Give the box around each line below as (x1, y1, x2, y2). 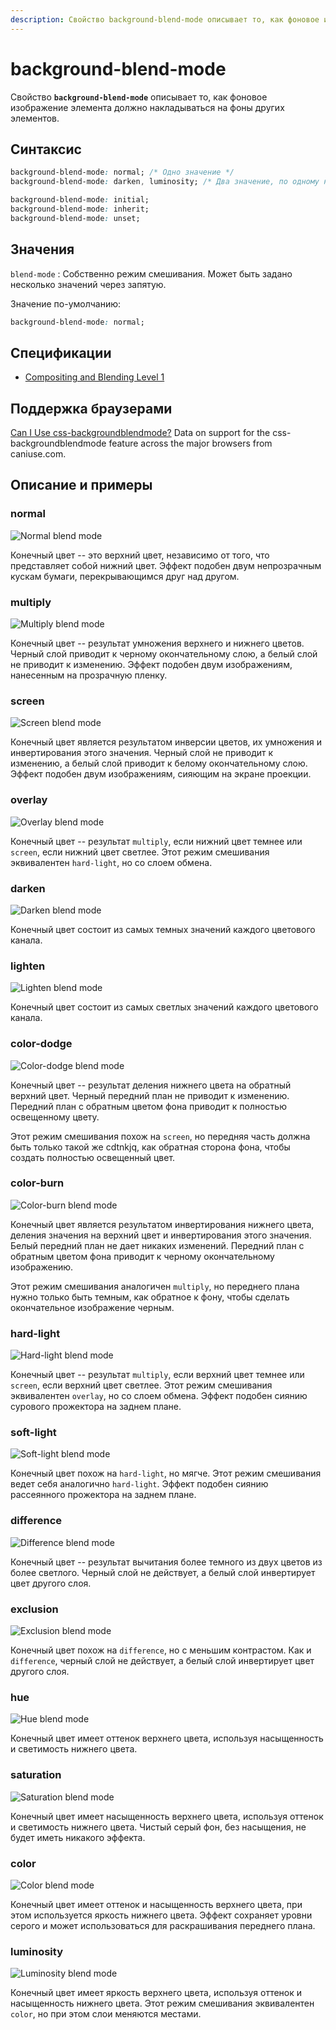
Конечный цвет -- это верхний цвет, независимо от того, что (10, 549, 270, 561)
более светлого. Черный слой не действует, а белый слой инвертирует (10, 1566, 316, 1578)
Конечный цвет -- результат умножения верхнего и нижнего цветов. (10, 637, 305, 650)
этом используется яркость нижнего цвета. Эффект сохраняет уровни (10, 1909, 313, 1921)
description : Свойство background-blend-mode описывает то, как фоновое (10, 14, 320, 25)
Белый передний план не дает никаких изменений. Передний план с (10, 1239, 305, 1251)
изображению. (10, 1261, 74, 1273)
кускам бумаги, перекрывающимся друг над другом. (10, 570, 240, 582)
